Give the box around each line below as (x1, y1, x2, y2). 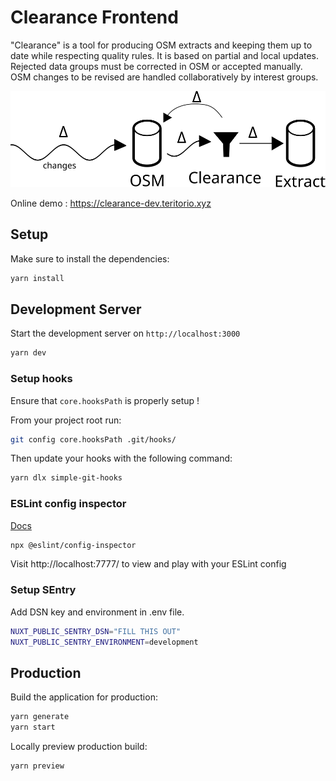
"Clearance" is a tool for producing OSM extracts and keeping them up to (10, 39, 313, 51)
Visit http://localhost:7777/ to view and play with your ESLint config (10, 558, 287, 570)
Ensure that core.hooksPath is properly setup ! (10, 394, 200, 406)
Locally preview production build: (10, 741, 148, 753)
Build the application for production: (10, 691, 158, 703)
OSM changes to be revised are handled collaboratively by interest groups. (10, 71, 319, 83)
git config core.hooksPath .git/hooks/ (10, 434, 177, 445)
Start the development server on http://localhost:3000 (10, 327, 241, 340)
